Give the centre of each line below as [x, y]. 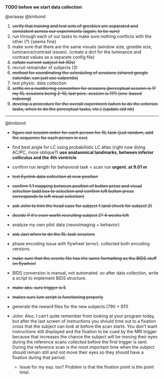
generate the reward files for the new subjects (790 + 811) [70, 306]
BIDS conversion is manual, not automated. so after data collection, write [85, 273]
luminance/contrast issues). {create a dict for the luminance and [77, 52]
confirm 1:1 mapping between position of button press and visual [77, 186]
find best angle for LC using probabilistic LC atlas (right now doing [79, 147]
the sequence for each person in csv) [50, 138]
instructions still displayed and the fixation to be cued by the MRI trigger [84, 331]
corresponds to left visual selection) [48, 196]
